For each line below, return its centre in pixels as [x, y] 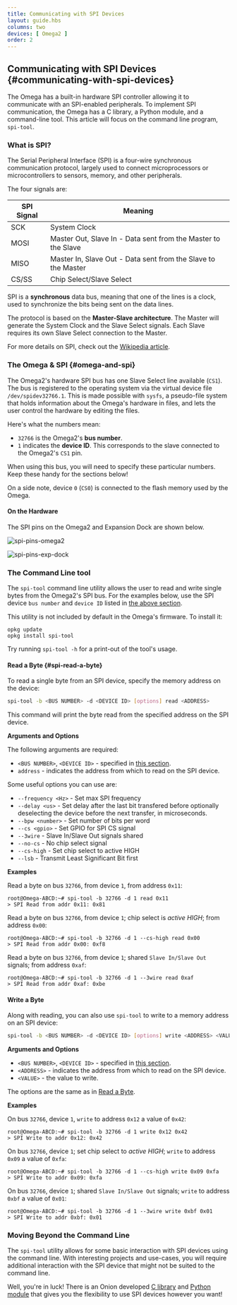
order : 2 [20, 40]
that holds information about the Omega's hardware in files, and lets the [112, 403]
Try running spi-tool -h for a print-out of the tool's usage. [92, 649]
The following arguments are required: [63, 750]
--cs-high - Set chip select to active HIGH [78, 851]
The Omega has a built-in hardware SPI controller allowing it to [98, 97]
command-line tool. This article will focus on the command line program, [113, 119]
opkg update [25, 630]
